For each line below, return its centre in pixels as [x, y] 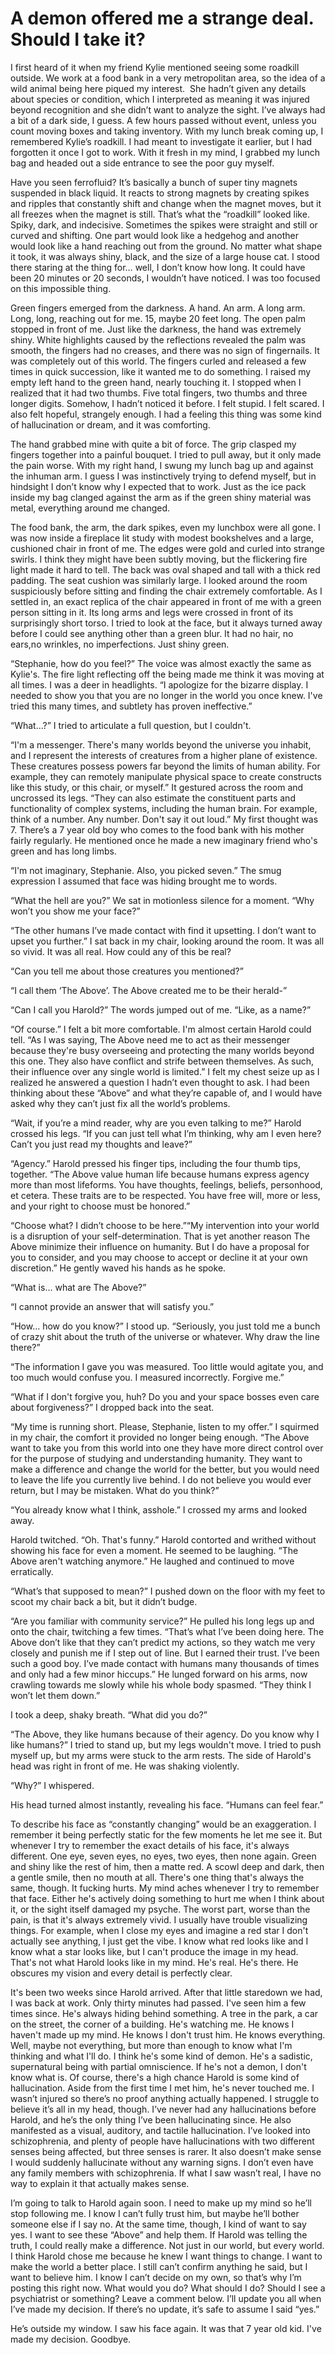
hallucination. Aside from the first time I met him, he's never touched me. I [162, 2088]
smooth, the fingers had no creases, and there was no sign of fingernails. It [165, 350]
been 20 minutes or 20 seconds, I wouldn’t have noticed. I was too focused [165, 278]
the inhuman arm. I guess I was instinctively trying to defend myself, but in [163, 476]
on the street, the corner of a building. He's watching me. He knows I [152, 2024]
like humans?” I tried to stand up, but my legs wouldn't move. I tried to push [166, 1744]
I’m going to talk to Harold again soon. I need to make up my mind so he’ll [161, 2203]
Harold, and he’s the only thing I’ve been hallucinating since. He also [151, 2119]
